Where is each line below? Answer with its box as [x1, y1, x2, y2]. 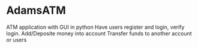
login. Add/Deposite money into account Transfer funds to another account [6, 29, 192, 37]
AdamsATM [6, 4, 66, 17]
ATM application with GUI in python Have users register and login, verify [6, 23, 185, 31]
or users [6, 36, 27, 43]
